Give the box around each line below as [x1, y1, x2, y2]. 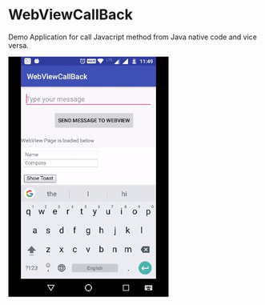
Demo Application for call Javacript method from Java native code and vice [8, 32, 258, 42]
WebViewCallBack [8, 6, 134, 24]
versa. [8, 40, 30, 50]
